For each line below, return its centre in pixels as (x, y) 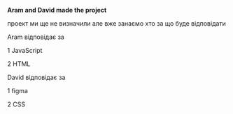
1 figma (17, 91)
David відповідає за (36, 77)
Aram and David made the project (57, 10)
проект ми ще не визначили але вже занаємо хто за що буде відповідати (116, 23)
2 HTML (19, 64)
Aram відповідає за (36, 37)
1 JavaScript (25, 50)
